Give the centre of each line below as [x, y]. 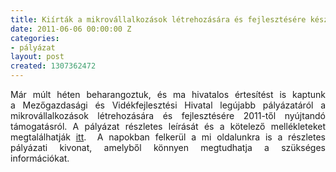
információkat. [40, 158]
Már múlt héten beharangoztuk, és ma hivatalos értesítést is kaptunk [168, 94]
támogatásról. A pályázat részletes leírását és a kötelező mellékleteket [168, 126]
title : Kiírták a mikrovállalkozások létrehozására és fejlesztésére [158, 19]
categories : [35, 38]
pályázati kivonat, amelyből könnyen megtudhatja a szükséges [168, 147]
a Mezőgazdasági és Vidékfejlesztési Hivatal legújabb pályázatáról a [168, 105]
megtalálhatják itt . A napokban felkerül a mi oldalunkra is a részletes [168, 137]
